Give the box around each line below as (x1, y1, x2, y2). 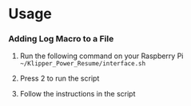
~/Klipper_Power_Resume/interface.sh (19, 60, 146, 68)
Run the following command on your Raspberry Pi (19, 51, 184, 61)
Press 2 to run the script (19, 73, 100, 84)
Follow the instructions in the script (19, 89, 136, 99)
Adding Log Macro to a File (8, 33, 114, 45)
